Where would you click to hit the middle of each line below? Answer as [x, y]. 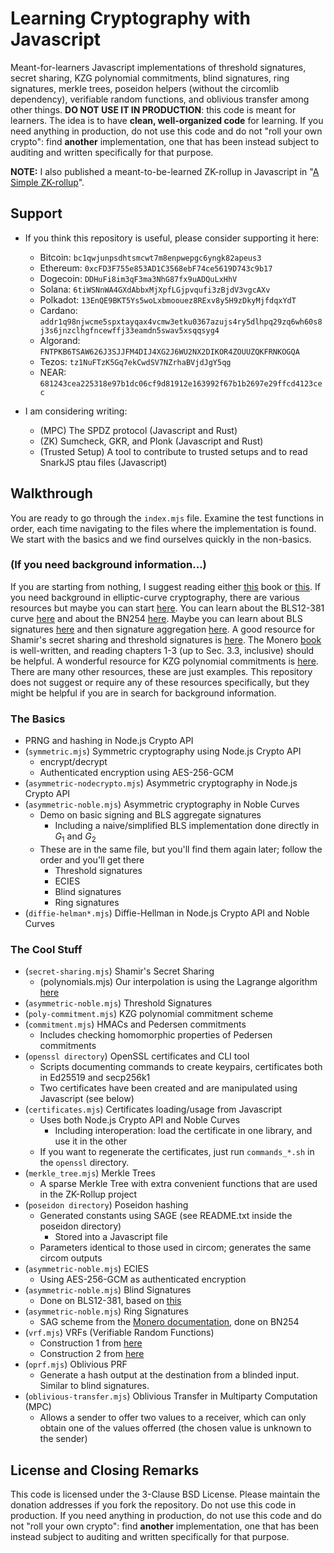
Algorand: [60, 340]
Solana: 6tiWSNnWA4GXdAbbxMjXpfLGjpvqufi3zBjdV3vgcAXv [155, 289]
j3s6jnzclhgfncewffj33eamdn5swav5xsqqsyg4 [129, 330]
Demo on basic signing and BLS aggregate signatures [150, 815]
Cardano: [58, 310]
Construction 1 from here [91, 1343]
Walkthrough [51, 493]
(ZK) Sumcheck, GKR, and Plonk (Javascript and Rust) [151, 441]
